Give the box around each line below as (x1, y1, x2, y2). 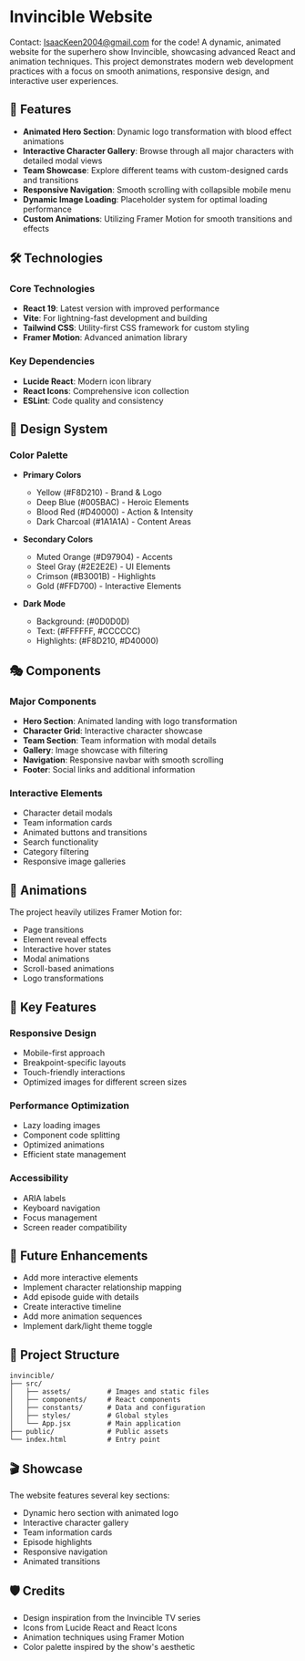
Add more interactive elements (22, 1272, 138, 1283)
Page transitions (22, 924, 85, 936)
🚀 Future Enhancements (9, 1248, 148, 1263)
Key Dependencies (9, 355, 96, 368)
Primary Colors (22, 470, 82, 481)
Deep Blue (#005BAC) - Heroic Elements (36, 497, 189, 508)
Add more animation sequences (22, 1311, 143, 1322)
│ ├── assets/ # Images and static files (9, 1387, 209, 1396)
